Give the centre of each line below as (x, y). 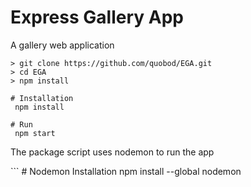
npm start (35, 133)
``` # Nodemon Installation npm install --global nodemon (126, 171)
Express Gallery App (97, 17)
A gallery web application (62, 45)
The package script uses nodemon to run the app (112, 152)
